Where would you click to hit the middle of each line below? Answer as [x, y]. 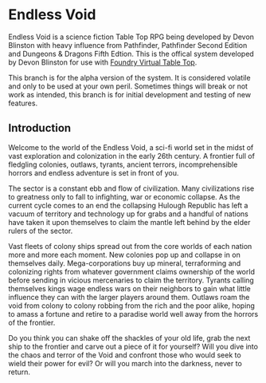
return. [19, 372]
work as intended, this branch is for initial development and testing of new [130, 94]
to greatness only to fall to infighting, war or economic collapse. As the [124, 196]
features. [23, 103]
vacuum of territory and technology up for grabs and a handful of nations [128, 214]
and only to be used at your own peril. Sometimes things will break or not [128, 86]
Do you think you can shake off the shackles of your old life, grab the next [129, 338]
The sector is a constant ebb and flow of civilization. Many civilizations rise [131, 188]
